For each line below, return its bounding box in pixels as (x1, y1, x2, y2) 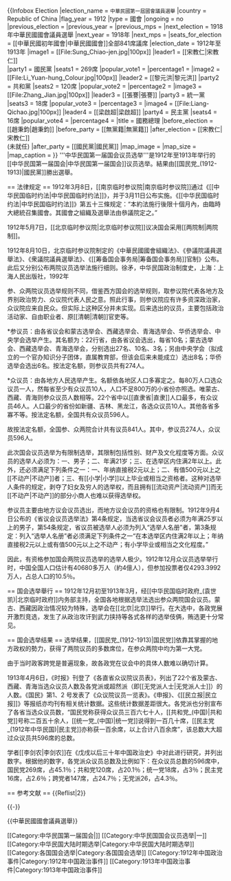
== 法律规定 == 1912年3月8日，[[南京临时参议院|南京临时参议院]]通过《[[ (7, 183, 214, 191)
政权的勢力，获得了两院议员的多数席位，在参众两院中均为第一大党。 (12, 644, 206, 653)
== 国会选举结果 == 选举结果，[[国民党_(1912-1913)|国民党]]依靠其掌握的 (7, 636, 212, 644)
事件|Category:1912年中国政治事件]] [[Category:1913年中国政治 (7, 857, 185, 865)
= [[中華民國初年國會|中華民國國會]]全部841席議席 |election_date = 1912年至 (7, 39, 221, 47)
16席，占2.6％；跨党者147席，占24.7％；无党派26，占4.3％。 (7, 774, 181, 782)
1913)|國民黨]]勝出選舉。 (7, 168, 77, 176)
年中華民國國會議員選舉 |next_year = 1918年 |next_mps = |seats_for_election (7, 31, 222, 39)
